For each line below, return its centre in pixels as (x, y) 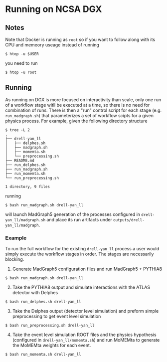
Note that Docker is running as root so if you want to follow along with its (80, 39)
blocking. (15, 259)
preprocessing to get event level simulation (57, 316)
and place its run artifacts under (79, 219)
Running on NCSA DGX (54, 9)
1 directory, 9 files (28, 186)
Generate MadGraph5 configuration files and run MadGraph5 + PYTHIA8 (87, 269)
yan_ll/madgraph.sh (25, 220)
